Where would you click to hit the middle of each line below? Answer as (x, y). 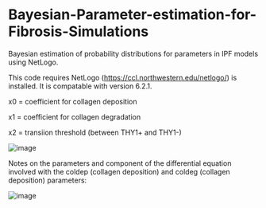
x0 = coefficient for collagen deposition (73, 101)
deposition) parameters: (48, 180)
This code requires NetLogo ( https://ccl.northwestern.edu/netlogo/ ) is (123, 77)
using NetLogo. (33, 62)
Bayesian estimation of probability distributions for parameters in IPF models (133, 53)
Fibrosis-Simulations (79, 31)
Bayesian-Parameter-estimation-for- (132, 15)
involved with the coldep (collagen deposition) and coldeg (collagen (119, 171)
